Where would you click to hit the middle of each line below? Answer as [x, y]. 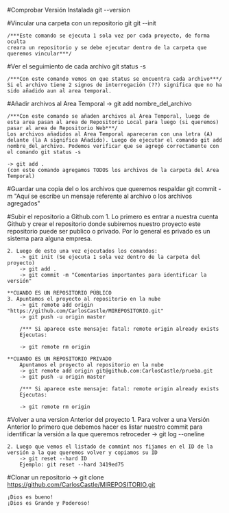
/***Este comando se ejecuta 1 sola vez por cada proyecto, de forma [109, 36]
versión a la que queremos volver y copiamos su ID [82, 453]
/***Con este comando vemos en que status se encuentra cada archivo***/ [115, 79]
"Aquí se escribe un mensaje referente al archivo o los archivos [103, 196]
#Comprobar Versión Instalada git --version [69, 10]
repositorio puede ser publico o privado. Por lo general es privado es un [109, 231]
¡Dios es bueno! [30, 497]
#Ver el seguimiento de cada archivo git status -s [76, 66]
